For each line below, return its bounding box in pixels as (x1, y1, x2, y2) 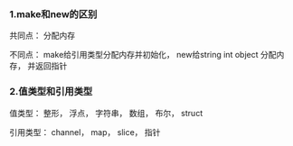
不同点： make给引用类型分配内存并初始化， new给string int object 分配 (9, 50, 277, 60)
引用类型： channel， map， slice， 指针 (9, 126, 161, 137)
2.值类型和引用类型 (9, 86, 93, 98)
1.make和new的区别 (9, 7, 98, 20)
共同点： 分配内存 (9, 30, 75, 41)
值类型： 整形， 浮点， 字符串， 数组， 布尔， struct (9, 107, 203, 118)
